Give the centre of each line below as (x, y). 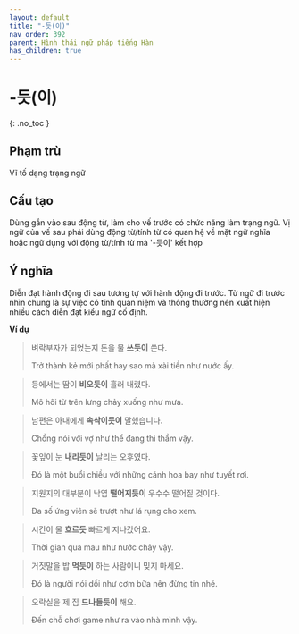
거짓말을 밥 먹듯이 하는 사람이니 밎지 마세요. (108, 565)
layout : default (39, 17)
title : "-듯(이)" (39, 26)
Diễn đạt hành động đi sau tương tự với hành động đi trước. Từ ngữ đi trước (147, 292)
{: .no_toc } (29, 123)
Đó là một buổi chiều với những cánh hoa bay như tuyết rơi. (140, 474)
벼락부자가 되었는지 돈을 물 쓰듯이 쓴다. (99, 347)
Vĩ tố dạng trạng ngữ (48, 173)
